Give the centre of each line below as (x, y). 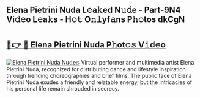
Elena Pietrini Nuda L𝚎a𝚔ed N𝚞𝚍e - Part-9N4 (94, 10)
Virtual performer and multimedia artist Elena (138, 62)
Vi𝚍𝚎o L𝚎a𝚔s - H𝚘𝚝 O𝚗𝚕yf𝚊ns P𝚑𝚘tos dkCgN (96, 20)
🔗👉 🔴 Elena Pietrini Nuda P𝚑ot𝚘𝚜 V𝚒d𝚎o (86, 45)
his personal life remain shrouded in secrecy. (63, 89)
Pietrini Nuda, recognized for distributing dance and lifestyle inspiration (96, 69)
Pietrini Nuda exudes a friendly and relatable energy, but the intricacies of (99, 82)
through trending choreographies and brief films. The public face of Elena (99, 76)
